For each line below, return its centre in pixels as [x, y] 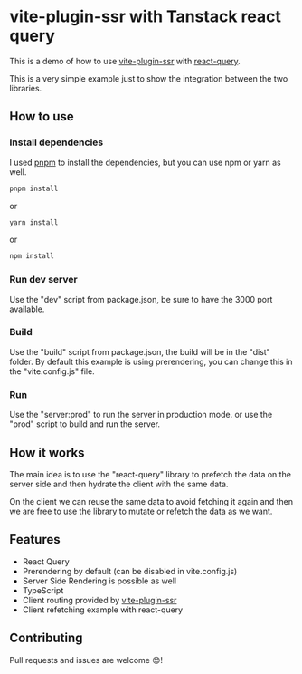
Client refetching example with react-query [103, 610]
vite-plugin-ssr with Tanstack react [146, 17]
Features [35, 539]
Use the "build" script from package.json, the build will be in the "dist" [140, 351]
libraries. [26, 88]
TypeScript [43, 590]
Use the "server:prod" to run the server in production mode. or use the [141, 415]
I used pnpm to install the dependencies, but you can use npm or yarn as [146, 162]
